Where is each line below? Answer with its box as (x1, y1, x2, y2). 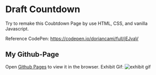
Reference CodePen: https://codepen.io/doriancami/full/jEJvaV (5, 35, 139, 42)
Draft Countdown (5, 4, 81, 15)
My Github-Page (5, 50, 60, 59)
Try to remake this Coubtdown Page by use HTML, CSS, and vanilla (5, 20, 148, 26)
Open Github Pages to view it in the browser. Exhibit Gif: (5, 63, 124, 69)
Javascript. (5, 25, 29, 31)
